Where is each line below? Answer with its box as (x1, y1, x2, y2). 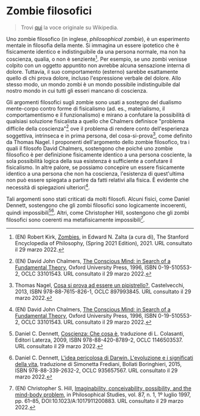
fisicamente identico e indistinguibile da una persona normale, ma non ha (6, 48, 186, 55)
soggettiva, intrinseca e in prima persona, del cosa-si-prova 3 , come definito (6, 131, 192, 139)
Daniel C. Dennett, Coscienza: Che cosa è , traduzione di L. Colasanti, (14, 330, 185, 337)
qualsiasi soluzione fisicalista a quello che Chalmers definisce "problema (6, 117, 185, 124)
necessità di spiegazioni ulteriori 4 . (6, 183, 90, 191)
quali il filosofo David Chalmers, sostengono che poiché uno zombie (6, 145, 173, 152)
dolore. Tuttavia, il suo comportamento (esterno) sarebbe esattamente (6, 68, 179, 75)
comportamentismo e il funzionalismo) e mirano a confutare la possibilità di (6, 111, 190, 118)
